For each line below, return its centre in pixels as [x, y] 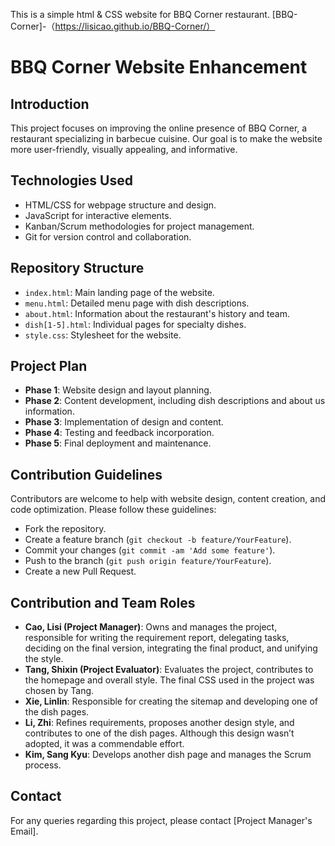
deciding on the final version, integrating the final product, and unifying [171, 648]
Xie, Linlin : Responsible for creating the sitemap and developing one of [171, 701]
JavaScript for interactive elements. [98, 215]
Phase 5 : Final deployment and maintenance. [118, 443]
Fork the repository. [65, 529]
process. [43, 765]
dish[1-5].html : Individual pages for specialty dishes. [135, 324]
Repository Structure [77, 268]
